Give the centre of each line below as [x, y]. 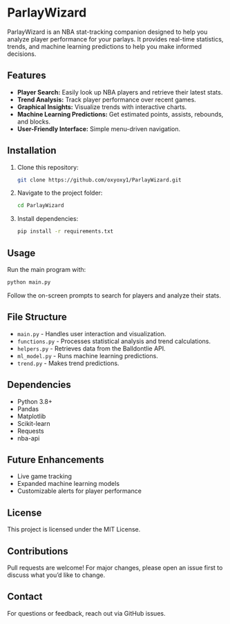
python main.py [29, 282]
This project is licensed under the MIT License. [74, 529]
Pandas [28, 409]
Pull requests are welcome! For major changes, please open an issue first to [115, 567]
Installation [32, 151]
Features [27, 76]
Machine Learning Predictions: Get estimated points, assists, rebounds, [120, 114]
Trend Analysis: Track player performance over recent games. [107, 99]
